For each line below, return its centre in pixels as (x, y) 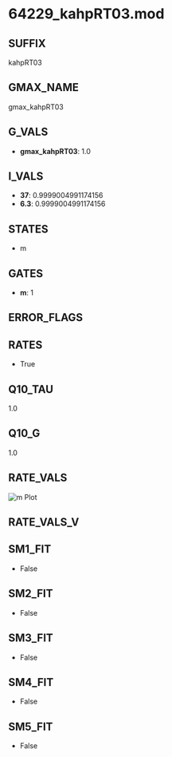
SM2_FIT (31, 594)
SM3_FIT (31, 638)
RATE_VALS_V (44, 523)
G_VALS (28, 132)
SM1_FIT (30, 549)
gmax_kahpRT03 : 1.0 (55, 151)
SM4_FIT (31, 682)
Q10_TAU (31, 389)
